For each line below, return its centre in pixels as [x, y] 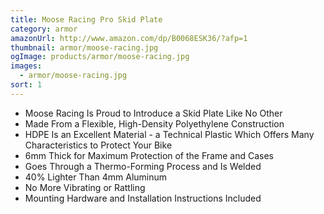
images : [26, 66]
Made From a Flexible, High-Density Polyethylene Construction [154, 123]
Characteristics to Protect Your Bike [98, 145]
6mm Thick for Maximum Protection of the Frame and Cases [149, 155]
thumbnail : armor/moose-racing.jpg [84, 47]
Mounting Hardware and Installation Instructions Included [143, 198]
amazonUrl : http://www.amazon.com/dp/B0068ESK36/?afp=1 [129, 38]
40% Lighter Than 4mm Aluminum [96, 177]
